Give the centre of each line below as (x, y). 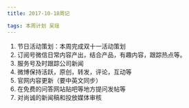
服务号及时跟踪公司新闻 (50, 63)
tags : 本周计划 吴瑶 (33, 26)
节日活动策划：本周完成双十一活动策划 (71, 46)
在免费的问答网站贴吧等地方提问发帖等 (71, 89)
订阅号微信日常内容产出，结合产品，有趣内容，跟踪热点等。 (101, 55)
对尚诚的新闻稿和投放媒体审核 (59, 97)
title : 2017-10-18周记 (38, 13)
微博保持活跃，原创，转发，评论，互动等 (74, 72)
